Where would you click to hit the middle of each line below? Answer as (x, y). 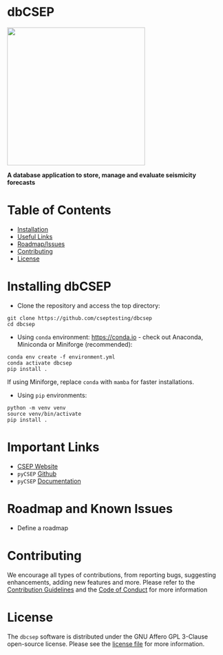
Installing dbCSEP (59, 286)
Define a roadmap (43, 527)
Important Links (53, 447)
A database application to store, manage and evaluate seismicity (102, 175)
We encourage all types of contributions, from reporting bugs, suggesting (112, 575)
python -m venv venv (37, 407)
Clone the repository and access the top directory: (88, 305)
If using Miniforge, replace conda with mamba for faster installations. (101, 382)
